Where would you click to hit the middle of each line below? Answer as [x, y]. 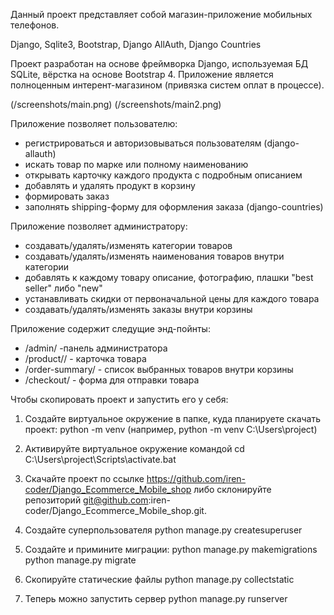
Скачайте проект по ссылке [84, 478]
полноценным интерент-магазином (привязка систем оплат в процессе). [167, 85]
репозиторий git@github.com [86, 500]
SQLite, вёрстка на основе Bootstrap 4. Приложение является [142, 74]
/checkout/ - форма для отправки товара [112, 380]
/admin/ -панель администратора [96, 348]
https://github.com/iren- [196, 478]
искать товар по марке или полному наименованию [136, 164]
